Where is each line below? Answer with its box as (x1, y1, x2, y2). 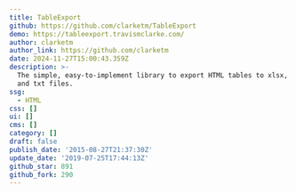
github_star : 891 (9, 162, 74, 171)
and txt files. (17, 79, 74, 88)
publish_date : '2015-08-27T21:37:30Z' (9, 145, 153, 154)
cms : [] (9, 121, 38, 130)
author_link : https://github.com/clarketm (9, 46, 169, 55)
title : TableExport (9, 12, 82, 22)
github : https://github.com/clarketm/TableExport (9, 21, 197, 30)
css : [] (9, 104, 38, 113)
